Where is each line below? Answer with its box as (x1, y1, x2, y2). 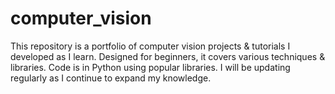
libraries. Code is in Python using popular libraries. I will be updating (10, 61, 291, 73)
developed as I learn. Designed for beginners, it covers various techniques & (10, 50, 326, 62)
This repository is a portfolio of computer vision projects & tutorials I (10, 40, 291, 52)
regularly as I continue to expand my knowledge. (10, 72, 212, 84)
